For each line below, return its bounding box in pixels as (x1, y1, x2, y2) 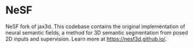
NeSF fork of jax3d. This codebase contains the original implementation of (5, 23, 185, 30)
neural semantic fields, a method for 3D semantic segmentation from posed (5, 29, 188, 36)
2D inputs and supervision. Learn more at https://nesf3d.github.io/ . (5, 35, 167, 42)
